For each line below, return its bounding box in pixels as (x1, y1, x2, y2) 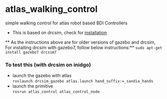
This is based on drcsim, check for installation (12, 29, 107, 35)
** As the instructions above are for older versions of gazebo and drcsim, (5, 39, 156, 45)
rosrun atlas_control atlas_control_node (12, 90, 100, 95)
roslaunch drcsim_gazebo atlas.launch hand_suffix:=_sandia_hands (12, 79, 154, 84)
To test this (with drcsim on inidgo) (5, 61, 91, 68)
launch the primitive (12, 83, 53, 89)
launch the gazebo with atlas (12, 73, 72, 79)
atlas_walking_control (5, 3, 98, 15)
